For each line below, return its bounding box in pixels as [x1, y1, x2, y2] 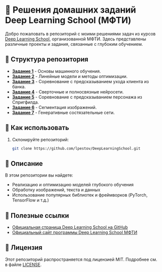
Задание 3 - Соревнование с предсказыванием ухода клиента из [12, 78, 149, 84]
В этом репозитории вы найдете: [5, 172, 74, 178]
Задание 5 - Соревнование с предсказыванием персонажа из [12, 94, 142, 100]
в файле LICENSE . [5, 261, 42, 267]
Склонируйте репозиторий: [12, 136, 69, 143]
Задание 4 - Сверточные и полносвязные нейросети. [12, 89, 124, 94]
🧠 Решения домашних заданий [5, 4, 136, 16]
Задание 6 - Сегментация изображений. [12, 104, 97, 110]
